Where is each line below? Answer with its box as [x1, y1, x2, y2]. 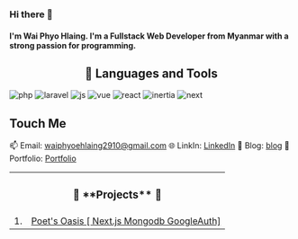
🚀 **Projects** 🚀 [72, 188, 162, 202]
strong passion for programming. [9, 40, 137, 50]
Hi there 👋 [9, 8, 54, 21]
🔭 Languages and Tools [84, 66, 218, 81]
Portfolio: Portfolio [9, 153, 77, 164]
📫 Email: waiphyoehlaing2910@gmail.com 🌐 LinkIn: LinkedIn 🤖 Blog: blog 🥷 [9, 140, 290, 151]
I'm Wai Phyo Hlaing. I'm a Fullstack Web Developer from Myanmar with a [9, 31, 290, 41]
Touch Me [9, 116, 67, 131]
